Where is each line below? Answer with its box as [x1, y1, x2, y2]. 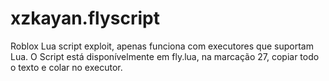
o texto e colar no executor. [10, 61, 123, 73]
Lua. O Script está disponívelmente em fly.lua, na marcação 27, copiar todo [10, 50, 320, 62]
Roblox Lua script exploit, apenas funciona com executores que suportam [10, 40, 314, 52]
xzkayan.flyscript [10, 7, 160, 30]
